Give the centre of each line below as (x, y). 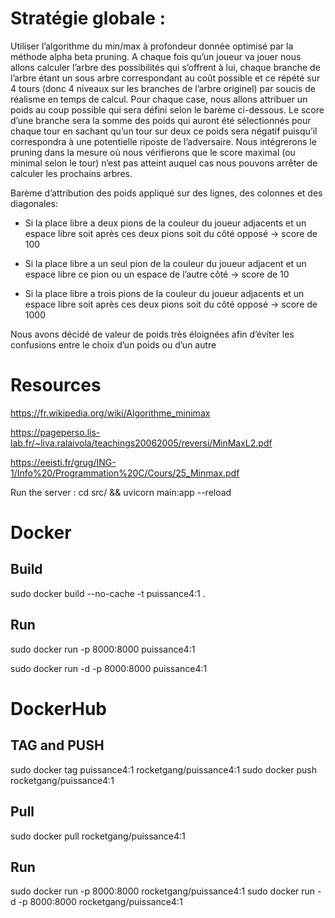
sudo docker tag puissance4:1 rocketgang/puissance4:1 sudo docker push (163, 769)
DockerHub (58, 708)
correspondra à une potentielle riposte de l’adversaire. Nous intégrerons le (163, 141)
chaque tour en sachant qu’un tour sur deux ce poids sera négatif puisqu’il (164, 131)
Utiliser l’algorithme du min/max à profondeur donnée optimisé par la (152, 46)
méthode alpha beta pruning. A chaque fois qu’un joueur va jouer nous (156, 56)
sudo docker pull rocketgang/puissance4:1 (98, 836)
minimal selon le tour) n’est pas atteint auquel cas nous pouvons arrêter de (164, 163)
